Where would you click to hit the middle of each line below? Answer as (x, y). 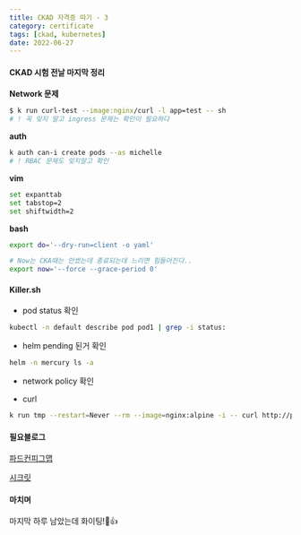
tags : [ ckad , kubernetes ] (57, 34)
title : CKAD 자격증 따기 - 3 (59, 17)
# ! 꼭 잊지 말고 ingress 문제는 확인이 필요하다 (90, 119)
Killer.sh (25, 289)
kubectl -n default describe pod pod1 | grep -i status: (118, 328)
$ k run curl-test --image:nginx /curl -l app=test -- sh (118, 111)
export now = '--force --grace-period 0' (84, 270)
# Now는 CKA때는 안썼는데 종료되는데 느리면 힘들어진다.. (101, 261)
